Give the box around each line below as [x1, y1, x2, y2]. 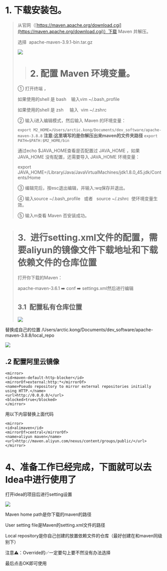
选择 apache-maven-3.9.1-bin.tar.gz [17, 39, 93, 45]
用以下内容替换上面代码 [5, 411, 54, 417]
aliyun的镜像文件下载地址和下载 [26, 244, 158, 256]
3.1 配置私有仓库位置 [17, 303, 83, 312]
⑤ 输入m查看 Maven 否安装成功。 [17, 212, 89, 218]
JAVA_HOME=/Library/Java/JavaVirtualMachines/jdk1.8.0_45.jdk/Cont [17, 169, 161, 175]
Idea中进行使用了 [5, 474, 77, 485]
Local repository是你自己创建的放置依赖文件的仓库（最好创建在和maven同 [5, 533, 158, 539]
